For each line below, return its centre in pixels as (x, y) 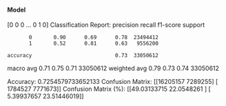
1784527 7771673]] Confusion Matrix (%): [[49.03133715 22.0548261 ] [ (109, 89)
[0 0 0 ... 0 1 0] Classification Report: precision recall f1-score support (106, 25)
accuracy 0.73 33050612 (83, 56)
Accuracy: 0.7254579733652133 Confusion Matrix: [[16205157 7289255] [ (113, 82)
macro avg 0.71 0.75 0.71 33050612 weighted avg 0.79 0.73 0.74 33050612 (113, 68)
